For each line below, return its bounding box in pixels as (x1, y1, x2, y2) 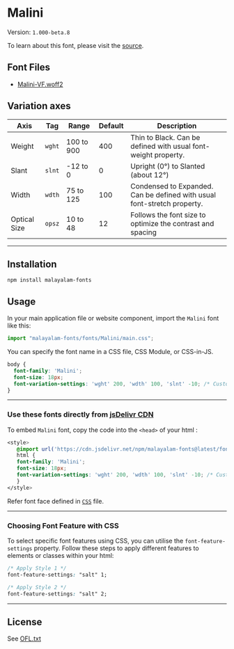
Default (98, 120, 124, 130)
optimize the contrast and (130, 218, 214, 228)
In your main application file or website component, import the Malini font (7, 314, 219, 323)
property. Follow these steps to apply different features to (33, 544, 200, 552)
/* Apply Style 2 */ (7, 584, 68, 591)
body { (7, 361, 26, 368)
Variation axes (7, 100, 71, 112)
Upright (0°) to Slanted (130, 161, 205, 171)
